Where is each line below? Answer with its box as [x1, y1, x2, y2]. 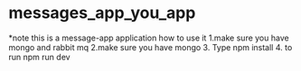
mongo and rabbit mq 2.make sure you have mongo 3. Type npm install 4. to [8, 41, 293, 52]
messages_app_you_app [8, 3, 196, 23]
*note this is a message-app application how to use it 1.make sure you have [8, 32, 290, 43]
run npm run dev [8, 51, 71, 62]
